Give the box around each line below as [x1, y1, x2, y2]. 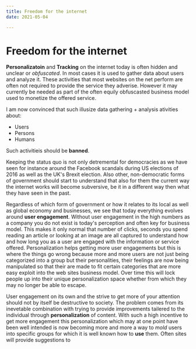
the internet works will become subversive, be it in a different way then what [6, 184, 190, 191]
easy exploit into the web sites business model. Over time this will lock [6, 269, 176, 277]
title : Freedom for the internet [6, 8, 87, 15]
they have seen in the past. [6, 189, 71, 196]
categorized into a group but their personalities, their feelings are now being [6, 257, 189, 264]
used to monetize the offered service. [6, 95, 96, 102]
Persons [14, 130, 35, 137]
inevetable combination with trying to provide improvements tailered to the [6, 305, 185, 313]
